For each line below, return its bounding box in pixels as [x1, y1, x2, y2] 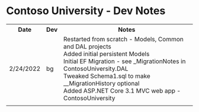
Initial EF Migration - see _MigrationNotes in [63, 57, 186, 65]
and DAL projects [63, 42, 111, 51]
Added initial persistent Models [63, 50, 150, 58]
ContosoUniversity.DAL [63, 64, 129, 73]
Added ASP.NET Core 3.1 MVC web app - [63, 87, 181, 95]
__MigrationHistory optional [63, 79, 140, 87]
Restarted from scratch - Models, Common [63, 35, 184, 43]
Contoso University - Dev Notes [6, 4, 166, 18]
